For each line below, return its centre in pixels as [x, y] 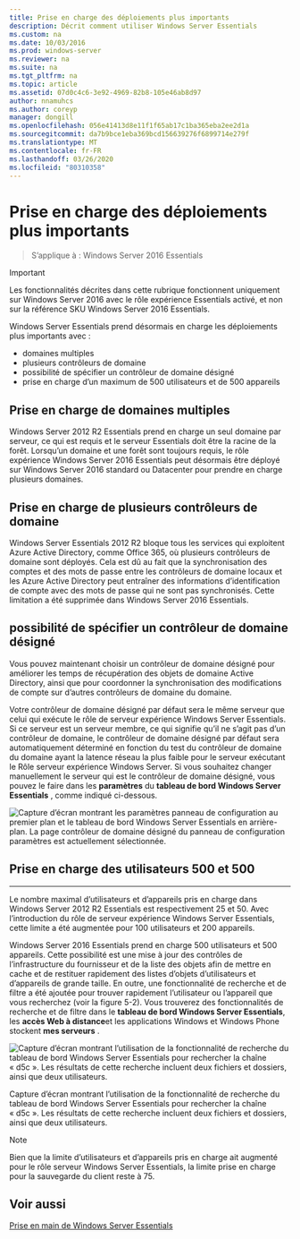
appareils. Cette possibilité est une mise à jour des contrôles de [126, 954]
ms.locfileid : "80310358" [57, 167]
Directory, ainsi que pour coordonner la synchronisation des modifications [146, 682]
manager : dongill [42, 117]
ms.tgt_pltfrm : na [43, 76]
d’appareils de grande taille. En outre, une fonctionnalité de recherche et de [148, 983]
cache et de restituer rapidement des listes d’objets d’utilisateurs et [133, 973]
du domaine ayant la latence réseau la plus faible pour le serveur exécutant [147, 756]
